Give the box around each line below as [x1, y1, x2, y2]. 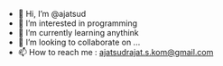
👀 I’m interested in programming [17, 18, 138, 29]
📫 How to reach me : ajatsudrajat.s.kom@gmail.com [17, 47, 214, 57]
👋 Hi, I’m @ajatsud [17, 9, 87, 19]
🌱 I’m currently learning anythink [17, 28, 140, 37]
